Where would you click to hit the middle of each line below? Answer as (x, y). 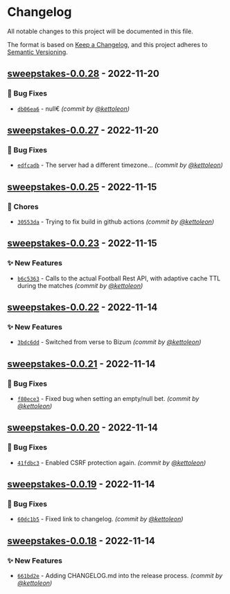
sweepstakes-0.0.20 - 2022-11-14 (82, 427)
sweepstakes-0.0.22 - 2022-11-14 (82, 308)
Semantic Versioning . (37, 52)
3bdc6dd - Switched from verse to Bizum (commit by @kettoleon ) (109, 342)
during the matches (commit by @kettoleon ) (80, 285)
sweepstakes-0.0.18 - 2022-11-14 (81, 541)
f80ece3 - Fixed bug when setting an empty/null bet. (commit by (108, 399)
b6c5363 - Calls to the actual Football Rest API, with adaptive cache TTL (119, 278)
